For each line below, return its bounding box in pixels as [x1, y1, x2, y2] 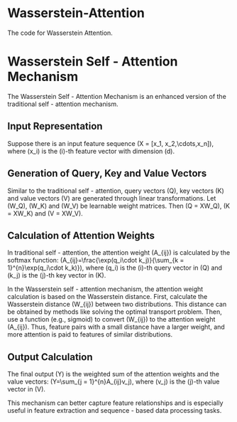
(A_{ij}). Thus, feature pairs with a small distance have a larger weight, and [7, 322, 225, 332]
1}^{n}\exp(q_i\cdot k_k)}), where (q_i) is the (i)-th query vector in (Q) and [7, 263, 222, 272]
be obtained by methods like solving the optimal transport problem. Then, [7, 307, 222, 316]
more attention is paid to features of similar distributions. [7, 330, 173, 339]
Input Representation [7, 120, 103, 132]
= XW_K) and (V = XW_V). [7, 209, 83, 218]
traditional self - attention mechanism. [7, 100, 118, 108]
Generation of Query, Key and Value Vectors [7, 167, 207, 179]
